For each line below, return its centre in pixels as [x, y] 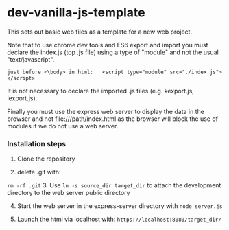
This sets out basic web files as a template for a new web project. [100, 32]
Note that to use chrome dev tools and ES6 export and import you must [108, 45]
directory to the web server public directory [69, 193]
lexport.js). [22, 98]
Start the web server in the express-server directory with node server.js [120, 206]
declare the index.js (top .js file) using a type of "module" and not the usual [113, 52]
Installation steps [37, 143]
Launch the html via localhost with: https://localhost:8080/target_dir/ [119, 219]
